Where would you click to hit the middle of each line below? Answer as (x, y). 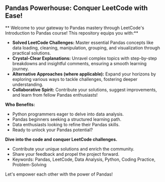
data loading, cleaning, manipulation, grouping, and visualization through (86, 48)
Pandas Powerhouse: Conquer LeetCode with (76, 8)
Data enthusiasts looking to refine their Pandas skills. (66, 124)
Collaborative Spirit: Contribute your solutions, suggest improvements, (84, 90)
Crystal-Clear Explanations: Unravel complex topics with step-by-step (84, 58)
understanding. (28, 84)
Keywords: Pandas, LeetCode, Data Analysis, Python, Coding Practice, (84, 159)
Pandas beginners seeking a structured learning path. (67, 119)
